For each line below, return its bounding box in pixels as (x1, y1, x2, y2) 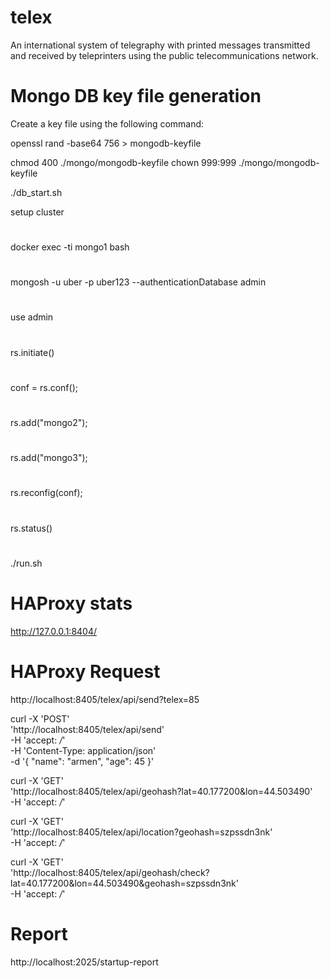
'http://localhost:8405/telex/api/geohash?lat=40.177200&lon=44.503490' (10, 785, 313, 797)
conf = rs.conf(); (10, 381, 78, 393)
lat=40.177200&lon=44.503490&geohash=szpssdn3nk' (10, 877, 239, 889)
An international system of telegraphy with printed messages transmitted (10, 39, 311, 51)
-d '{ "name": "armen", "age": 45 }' (10, 755, 155, 767)
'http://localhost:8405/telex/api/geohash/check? (10, 866, 210, 878)
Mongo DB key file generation (10, 85, 262, 108)
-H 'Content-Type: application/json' (10, 744, 157, 756)
